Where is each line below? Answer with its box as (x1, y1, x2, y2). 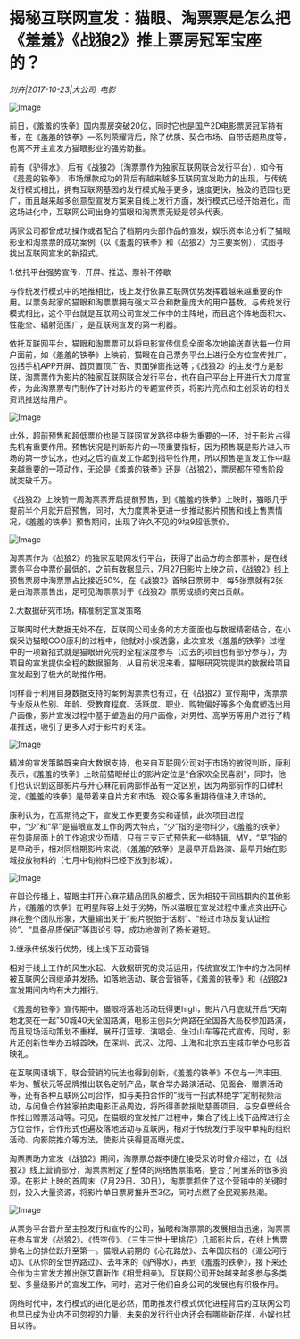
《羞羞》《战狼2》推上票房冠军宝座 (9, 30, 262, 51)
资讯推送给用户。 (9, 394, 72, 405)
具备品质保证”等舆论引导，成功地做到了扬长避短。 (31, 924, 216, 934)
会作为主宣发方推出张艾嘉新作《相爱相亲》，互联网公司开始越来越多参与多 (9, 1268, 279, 1278)
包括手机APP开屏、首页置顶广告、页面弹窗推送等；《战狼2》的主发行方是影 (9, 360, 284, 371)
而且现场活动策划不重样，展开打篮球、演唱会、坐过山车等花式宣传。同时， (9, 1025, 283, 1036)
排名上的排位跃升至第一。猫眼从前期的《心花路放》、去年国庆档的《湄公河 (9, 1245, 279, 1256)
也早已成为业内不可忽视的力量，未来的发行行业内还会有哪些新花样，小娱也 (9, 1309, 283, 1319)
